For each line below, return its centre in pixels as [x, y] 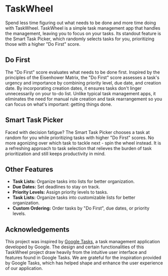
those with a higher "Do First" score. [43, 44]
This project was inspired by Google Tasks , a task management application [83, 242]
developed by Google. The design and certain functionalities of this [75, 247]
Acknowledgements [37, 229]
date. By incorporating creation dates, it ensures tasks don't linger [73, 88]
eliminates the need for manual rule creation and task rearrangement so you [83, 99]
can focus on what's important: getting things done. [59, 104]
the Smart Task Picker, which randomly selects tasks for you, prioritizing [80, 39]
